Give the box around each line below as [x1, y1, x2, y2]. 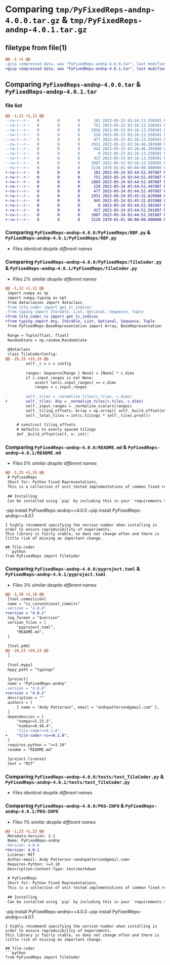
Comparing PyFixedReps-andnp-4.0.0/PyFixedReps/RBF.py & [5, 229, 151, 236]
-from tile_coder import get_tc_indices [5, 305, 92, 310]
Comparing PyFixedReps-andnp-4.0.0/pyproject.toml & [5, 566, 140, 573]
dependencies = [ [7, 714, 44, 719]
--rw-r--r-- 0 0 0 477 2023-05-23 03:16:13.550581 [5, 137, 162, 142]
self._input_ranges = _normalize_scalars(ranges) [25, 404, 133, 409]
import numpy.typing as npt [7, 295, 67, 300]
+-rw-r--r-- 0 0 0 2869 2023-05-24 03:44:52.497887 [5, 179, 162, 184]
